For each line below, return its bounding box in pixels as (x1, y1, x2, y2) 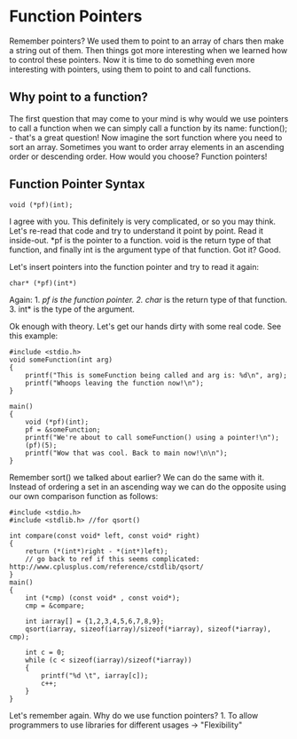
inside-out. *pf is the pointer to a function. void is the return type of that (9, 234, 272, 245)
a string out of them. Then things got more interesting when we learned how (9, 44, 288, 55)
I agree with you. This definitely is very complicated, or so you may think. (9, 216, 277, 226)
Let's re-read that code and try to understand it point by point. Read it (9, 225, 264, 236)
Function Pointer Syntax (9, 177, 145, 192)
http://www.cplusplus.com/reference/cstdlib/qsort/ (9, 562, 204, 571)
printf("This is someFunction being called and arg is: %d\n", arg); (25, 370, 288, 379)
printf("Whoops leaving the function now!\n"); (25, 378, 204, 387)
